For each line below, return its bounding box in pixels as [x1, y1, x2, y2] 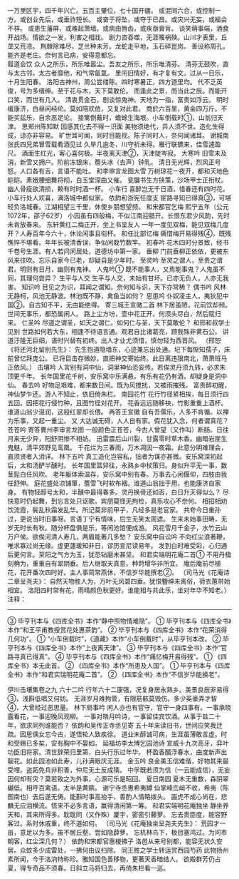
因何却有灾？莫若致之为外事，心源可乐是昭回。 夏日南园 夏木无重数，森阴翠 [7, 775, 229, 783]
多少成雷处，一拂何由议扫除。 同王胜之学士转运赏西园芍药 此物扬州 [31, 846, 229, 854]
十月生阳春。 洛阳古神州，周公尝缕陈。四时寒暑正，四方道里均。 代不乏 [7, 78, 217, 86]
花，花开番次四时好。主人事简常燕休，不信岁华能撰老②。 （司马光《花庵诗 [7, 568, 230, 576]
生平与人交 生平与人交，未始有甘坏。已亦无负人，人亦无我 [58, 274, 229, 282]
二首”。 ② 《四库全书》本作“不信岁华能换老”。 [85, 670, 224, 679]
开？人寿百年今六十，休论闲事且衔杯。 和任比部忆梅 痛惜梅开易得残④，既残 [7, 229, 232, 238]
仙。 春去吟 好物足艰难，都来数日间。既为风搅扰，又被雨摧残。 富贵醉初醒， [7, 381, 231, 389]
